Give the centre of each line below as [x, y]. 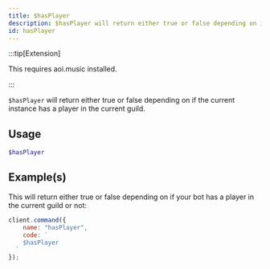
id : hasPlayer [32, 31]
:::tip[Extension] [35, 54]
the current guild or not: [47, 205]
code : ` [35, 235]
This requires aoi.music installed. [63, 69]
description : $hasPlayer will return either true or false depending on [133, 23]
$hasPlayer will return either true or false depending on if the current [122, 100]
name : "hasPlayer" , [55, 227]
